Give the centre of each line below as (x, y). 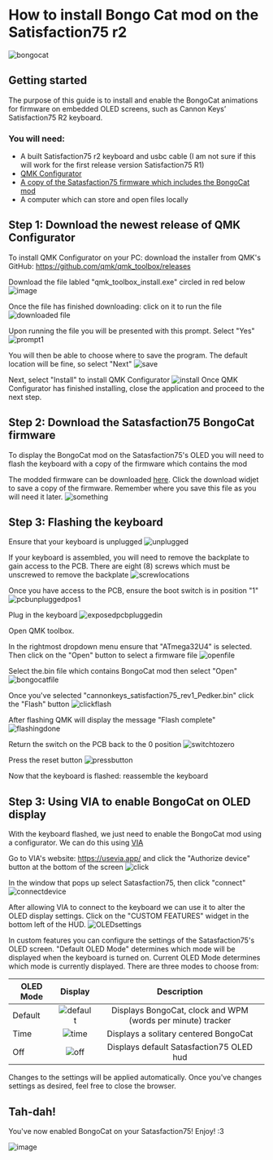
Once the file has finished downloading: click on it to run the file (115, 306)
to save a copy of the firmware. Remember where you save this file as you (132, 488)
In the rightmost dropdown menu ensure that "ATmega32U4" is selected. (130, 647)
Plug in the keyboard (43, 615)
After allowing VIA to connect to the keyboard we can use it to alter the (127, 907)
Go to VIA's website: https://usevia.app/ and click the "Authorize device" (129, 859)
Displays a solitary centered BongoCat (180, 1034)
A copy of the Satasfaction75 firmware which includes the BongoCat (135, 182)
